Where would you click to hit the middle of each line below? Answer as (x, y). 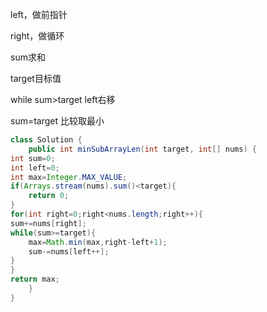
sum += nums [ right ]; (48, 223)
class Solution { (46, 140)
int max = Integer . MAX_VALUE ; (69, 177)
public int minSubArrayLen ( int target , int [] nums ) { (142, 149)
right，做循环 (37, 36)
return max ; (35, 279)
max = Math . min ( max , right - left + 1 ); (98, 242)
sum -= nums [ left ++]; (69, 251)
